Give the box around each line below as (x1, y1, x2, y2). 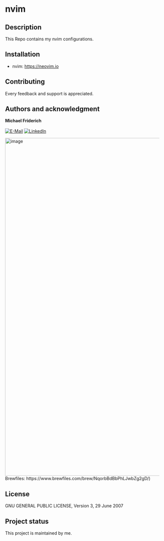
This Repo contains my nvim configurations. (5, 36, 94, 42)
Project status (5, 517, 49, 525)
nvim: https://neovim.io (12, 63, 59, 69)
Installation (5, 50, 40, 58)
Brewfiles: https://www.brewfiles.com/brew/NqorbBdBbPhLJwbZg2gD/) (5, 476, 151, 482)
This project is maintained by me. (5, 530, 72, 536)
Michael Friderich (5, 118, 42, 124)
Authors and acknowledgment (5, 105, 100, 114)
